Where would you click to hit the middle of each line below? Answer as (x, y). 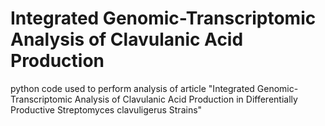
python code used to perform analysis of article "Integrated (132, 88)
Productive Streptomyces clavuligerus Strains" (106, 109)
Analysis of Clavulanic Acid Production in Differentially (186, 99)
